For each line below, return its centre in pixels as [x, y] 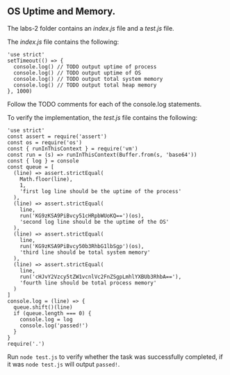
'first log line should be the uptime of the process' [101, 191]
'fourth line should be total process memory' [88, 283]
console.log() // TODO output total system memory [88, 79]
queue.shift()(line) [43, 307]
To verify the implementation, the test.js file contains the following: [102, 117]
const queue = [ [31, 167]
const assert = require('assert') [57, 136]
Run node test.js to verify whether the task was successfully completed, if [115, 357]
